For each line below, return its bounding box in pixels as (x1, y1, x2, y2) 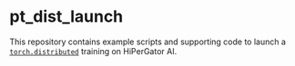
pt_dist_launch (9, 6, 124, 27)
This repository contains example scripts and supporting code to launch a (9, 36, 287, 47)
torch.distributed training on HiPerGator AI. (9, 45, 178, 56)
